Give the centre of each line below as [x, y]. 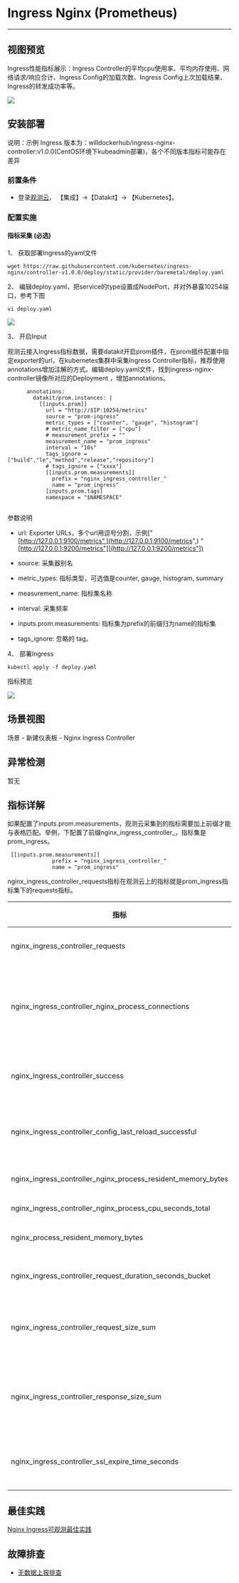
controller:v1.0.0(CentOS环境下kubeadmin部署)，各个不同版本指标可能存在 [117, 151]
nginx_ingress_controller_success [68, 1076]
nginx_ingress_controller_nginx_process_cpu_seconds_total [111, 1208]
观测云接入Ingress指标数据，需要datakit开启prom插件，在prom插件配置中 [115, 351]
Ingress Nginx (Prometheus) [92, 13]
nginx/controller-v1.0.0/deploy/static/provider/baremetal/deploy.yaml [116, 272]
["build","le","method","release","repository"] [81, 460]
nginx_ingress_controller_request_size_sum [84, 1328]
